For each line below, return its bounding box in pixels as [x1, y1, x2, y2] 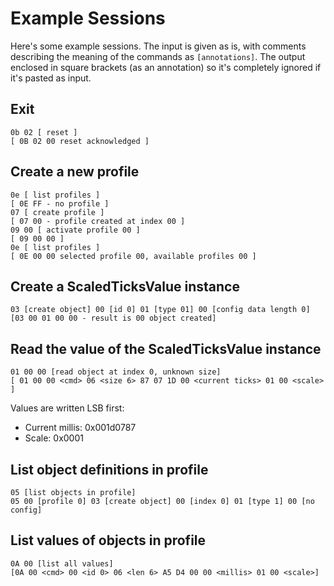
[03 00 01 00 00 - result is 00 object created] [10, 313, 217, 324]
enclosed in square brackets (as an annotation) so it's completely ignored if [10, 61, 322, 73]
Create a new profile [10, 163, 140, 181]
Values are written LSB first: [10, 402, 125, 414]
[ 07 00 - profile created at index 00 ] [10, 216, 186, 226]
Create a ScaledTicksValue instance [10, 278, 240, 295]
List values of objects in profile [10, 532, 207, 549]
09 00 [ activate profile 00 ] [10, 225, 141, 235]
